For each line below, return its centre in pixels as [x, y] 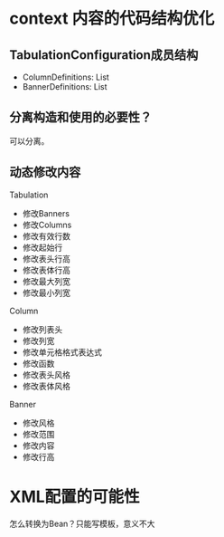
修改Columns [47, 225]
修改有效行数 [46, 235]
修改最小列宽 [46, 292]
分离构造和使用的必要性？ [80, 117]
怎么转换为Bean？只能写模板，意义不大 [82, 523]
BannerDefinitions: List [65, 86]
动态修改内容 [45, 173]
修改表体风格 [46, 386]
